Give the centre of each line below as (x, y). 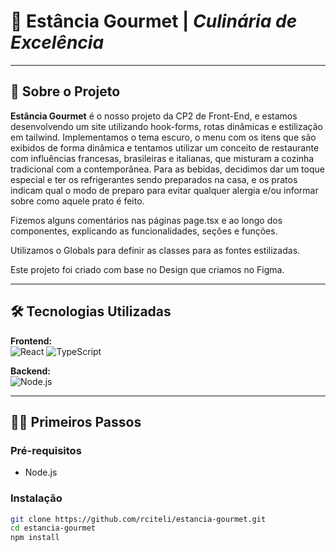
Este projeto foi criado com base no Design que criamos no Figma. (147, 269)
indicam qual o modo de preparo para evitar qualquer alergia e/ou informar (164, 190)
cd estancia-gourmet (53, 528)
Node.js (41, 472)
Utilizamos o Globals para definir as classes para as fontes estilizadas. (155, 250)
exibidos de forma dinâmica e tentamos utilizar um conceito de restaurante (165, 147)
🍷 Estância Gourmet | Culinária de (154, 21)
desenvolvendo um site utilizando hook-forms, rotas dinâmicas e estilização (166, 126)
